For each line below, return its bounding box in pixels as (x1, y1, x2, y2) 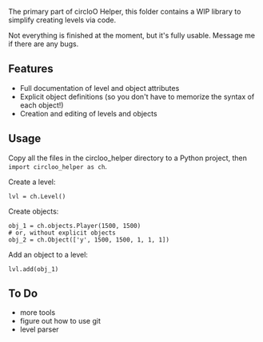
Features (8, 62, 54, 76)
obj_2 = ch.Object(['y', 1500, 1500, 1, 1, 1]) (8, 235, 170, 244)
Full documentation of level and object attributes (19, 83, 180, 92)
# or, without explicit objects (8, 229, 116, 237)
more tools (19, 308, 56, 317)
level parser (19, 324, 59, 334)
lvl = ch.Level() (8, 192, 66, 200)
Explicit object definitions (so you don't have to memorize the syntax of (19, 92, 255, 101)
